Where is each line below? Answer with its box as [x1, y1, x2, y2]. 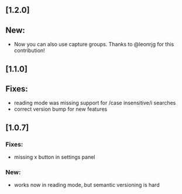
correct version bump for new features [13, 105, 108, 113]
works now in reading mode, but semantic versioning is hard [13, 182, 160, 189]
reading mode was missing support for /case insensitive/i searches [13, 100, 176, 107]
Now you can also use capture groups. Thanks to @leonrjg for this [13, 41, 174, 48]
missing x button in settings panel [13, 154, 95, 161]
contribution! [13, 47, 45, 54]
